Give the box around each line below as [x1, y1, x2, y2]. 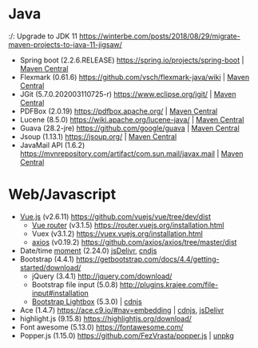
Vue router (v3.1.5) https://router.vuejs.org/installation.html [31, 220, 225, 230]
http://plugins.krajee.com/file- [119, 279, 219, 289]
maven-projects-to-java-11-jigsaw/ [8, 39, 122, 49]
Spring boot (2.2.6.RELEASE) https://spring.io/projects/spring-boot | [19, 55, 244, 65]
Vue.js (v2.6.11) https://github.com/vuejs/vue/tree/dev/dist [19, 211, 212, 221]
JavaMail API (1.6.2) [19, 140, 85, 150]
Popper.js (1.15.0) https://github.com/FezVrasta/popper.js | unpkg [19, 330, 234, 340]
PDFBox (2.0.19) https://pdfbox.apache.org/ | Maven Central [19, 106, 218, 116]
